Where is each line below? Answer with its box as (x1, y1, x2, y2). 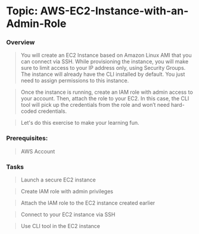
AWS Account (20, 147, 55, 155)
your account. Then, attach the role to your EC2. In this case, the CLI (20, 95, 189, 102)
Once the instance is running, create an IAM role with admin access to (20, 88, 194, 96)
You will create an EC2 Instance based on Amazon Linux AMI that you (20, 52, 192, 59)
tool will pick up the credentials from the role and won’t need (20, 101, 170, 109)
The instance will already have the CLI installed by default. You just (20, 70, 185, 78)
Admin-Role (6, 17, 67, 30)
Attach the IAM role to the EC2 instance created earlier (20, 199, 156, 207)
